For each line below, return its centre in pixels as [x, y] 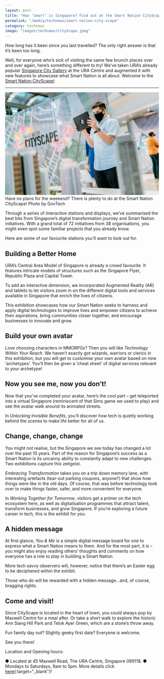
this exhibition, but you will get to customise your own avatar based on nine [81, 358]
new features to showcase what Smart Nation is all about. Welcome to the [79, 76]
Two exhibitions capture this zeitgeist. [43, 463]
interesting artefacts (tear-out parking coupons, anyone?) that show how [78, 478]
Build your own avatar [39, 336]
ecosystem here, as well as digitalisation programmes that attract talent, [77, 503]
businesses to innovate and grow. [39, 321]
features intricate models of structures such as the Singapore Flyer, [73, 271]
